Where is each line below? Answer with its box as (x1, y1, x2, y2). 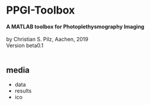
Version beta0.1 (6, 42, 44, 49)
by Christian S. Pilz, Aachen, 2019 (6, 35, 89, 42)
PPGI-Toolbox (6, 4, 75, 17)
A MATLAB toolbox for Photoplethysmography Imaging (6, 23, 145, 30)
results (14, 87, 32, 94)
